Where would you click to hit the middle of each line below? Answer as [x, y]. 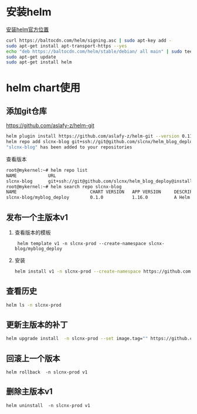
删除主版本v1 [29, 391]
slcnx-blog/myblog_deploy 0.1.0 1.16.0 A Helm [98, 198]
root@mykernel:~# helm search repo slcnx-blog [64, 186]
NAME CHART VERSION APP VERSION [84, 192]
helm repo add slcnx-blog [38, 142]
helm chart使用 [43, 88]
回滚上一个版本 [33, 358]
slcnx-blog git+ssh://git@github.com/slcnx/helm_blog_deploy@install [99, 181]
